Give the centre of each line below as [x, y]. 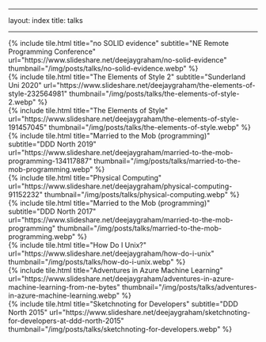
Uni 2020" [25, 85]
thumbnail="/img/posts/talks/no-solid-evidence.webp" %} [103, 68]
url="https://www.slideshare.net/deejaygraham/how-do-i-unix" [111, 253]
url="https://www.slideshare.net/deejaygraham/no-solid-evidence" [118, 60]
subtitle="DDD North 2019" [52, 144]
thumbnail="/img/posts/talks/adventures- [189, 287]
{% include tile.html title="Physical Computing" [85, 178]
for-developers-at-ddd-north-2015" [66, 321]
